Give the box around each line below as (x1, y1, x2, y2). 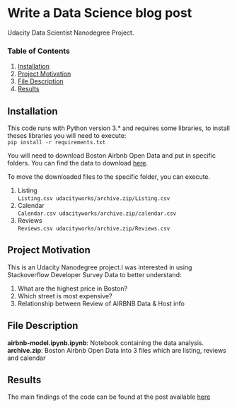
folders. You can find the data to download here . (7, 159, 149, 168)
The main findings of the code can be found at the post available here (7, 392, 211, 401)
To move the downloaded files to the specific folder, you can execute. (7, 173, 211, 181)
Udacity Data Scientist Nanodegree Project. (7, 28, 134, 37)
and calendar (7, 354, 46, 362)
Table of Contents (7, 46, 71, 56)
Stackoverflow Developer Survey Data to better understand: (7, 270, 182, 279)
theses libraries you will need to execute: (7, 132, 127, 140)
